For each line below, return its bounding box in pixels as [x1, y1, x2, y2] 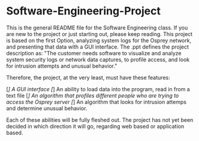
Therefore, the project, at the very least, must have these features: [6, 74, 170, 81]
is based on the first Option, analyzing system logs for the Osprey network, [6, 37, 192, 44]
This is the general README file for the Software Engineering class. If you [6, 24, 188, 31]
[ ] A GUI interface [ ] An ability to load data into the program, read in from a [6, 85, 190, 92]
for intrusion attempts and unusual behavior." [6, 62, 117, 70]
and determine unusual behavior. [6, 104, 88, 112]
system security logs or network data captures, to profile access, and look [6, 56, 190, 63]
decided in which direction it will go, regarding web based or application [6, 122, 185, 130]
